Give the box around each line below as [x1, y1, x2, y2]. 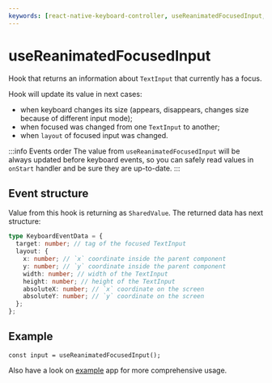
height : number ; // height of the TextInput [23, 277, 176, 285]
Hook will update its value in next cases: [8, 89, 142, 99]
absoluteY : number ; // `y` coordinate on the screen [23, 293, 205, 301]
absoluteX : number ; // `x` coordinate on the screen [23, 284, 205, 293]
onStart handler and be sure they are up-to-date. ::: [8, 163, 181, 173]
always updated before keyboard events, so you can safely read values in [8, 154, 254, 164]
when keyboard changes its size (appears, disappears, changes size [19, 104, 249, 114]
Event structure [8, 187, 89, 200]
